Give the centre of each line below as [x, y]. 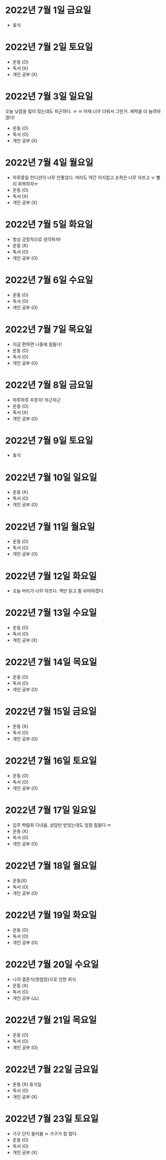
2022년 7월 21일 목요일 [51, 1020]
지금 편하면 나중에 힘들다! [37, 344]
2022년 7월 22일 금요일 [52, 1069]
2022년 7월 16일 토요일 [51, 761]
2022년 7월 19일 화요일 [51, 915]
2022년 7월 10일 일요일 [51, 477]
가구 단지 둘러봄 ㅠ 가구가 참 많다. [45, 1134]
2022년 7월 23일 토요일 [52, 1119]
